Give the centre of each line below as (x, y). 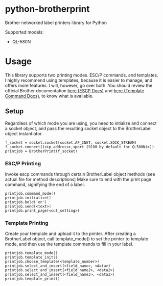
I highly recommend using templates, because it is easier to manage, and (79, 80)
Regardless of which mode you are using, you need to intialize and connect (81, 123)
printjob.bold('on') (26, 202)
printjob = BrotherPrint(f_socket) (41, 151)
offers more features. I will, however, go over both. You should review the (79, 85)
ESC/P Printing (23, 163)
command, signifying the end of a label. (45, 184)
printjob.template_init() (31, 258)
